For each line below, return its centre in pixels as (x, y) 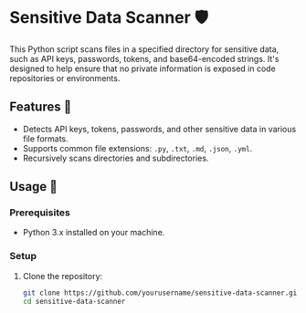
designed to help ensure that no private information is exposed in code (142, 68)
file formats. (45, 139)
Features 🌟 (41, 107)
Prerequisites (40, 213)
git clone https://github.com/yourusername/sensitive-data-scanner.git (162, 293)
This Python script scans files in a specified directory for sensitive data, (144, 49)
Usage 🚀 (33, 187)
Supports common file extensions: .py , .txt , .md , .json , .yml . (137, 148)
